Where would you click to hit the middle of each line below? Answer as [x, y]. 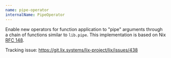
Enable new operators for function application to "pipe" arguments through [84, 29]
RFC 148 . [15, 40]
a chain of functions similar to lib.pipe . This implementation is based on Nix [86, 35]
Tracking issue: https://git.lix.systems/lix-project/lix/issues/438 [71, 50]
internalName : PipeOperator [35, 15]
